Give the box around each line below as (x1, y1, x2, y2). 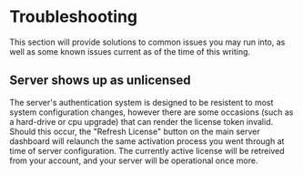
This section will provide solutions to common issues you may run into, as (9, 36, 286, 47)
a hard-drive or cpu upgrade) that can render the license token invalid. (9, 116, 274, 127)
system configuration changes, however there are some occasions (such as (9, 107, 294, 118)
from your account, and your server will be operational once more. (9, 155, 258, 166)
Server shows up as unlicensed (9, 73, 191, 88)
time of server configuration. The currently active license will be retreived (9, 145, 285, 156)
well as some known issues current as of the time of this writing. (9, 46, 251, 57)
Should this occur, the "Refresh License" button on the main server (9, 126, 261, 137)
